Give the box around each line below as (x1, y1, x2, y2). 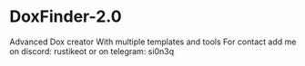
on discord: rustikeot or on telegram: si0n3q (9, 45, 175, 56)
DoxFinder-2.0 (9, 6, 122, 27)
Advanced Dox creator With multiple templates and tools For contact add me (9, 36, 297, 47)
